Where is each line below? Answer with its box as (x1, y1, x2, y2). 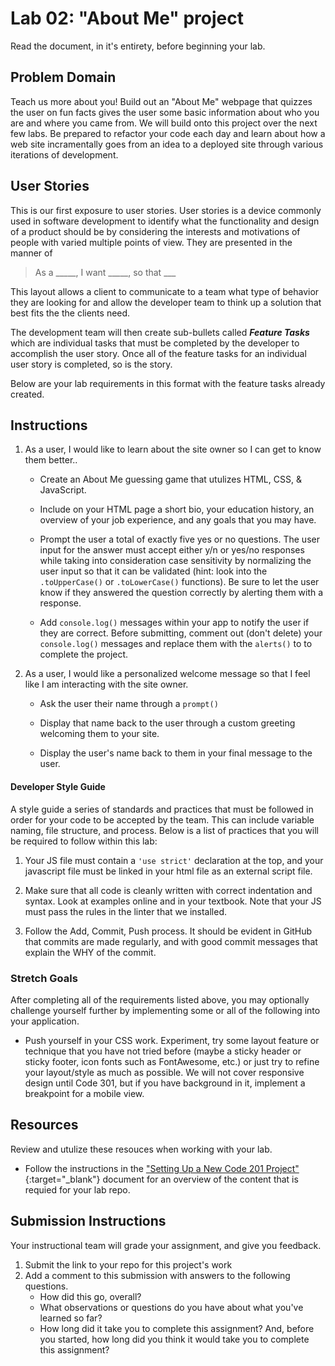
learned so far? (39, 1312, 103, 1324)
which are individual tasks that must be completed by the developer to (10, 337, 300, 349)
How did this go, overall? (39, 1290, 142, 1302)
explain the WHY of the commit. (24, 946, 157, 958)
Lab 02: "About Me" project (10, 7, 244, 30)
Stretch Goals (10, 971, 78, 985)
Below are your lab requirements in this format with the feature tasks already (10, 377, 326, 389)
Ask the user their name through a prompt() (39, 698, 219, 710)
